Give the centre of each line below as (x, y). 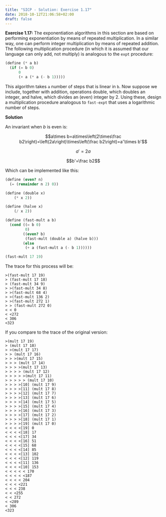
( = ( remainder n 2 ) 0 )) (34, 184)
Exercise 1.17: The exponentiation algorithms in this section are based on (80, 33)
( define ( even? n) (24, 179)
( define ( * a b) (22, 63)
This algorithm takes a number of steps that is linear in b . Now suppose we (81, 86)
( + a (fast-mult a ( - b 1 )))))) (58, 248)
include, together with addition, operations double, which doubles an (75, 92)
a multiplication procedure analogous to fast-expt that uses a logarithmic (80, 102)
